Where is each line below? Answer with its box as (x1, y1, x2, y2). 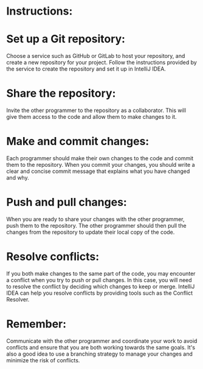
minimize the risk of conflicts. (6, 356, 80, 364)
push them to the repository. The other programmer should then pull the (6, 222, 187, 229)
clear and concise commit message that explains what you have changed (6, 167, 190, 175)
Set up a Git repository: (6, 32, 126, 46)
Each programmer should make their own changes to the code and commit (6, 155, 194, 162)
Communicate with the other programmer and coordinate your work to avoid (6, 337, 198, 345)
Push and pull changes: (6, 195, 128, 209)
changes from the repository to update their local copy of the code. (6, 228, 175, 236)
